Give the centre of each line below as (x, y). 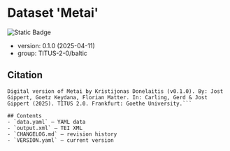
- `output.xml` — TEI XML (45, 128)
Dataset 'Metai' (53, 13)
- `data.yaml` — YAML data (46, 122)
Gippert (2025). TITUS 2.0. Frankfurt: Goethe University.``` (100, 103)
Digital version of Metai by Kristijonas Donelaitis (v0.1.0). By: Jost (115, 91)
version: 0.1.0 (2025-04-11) (56, 45)
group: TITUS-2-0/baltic (52, 53)
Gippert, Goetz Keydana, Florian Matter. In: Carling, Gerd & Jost (108, 97)
